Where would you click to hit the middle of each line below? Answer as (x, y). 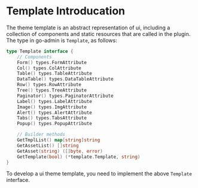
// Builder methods (41, 135)
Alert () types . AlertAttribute (55, 113)
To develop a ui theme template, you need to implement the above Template (99, 174)
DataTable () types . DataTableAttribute (65, 79)
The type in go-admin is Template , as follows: (62, 40)
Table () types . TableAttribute (55, 74)
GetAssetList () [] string (48, 145)
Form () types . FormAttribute (52, 62)
